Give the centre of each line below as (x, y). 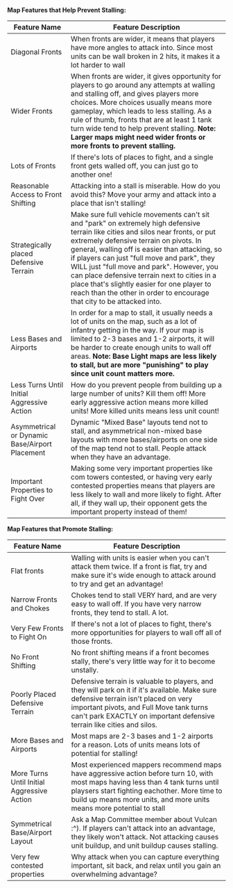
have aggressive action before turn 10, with (142, 773)
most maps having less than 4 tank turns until (145, 782)
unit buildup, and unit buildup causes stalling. (145, 846)
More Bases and (37, 740)
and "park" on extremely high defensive (136, 223)
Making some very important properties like (141, 468)
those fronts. (92, 641)
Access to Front (36, 194)
